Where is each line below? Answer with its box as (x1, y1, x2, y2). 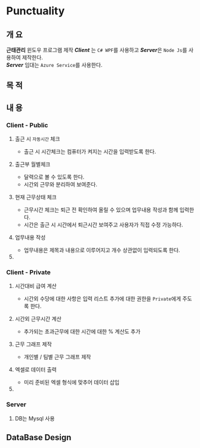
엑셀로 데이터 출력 (14, 366, 57, 373)
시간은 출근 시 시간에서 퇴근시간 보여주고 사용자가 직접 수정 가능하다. (23, 221, 183, 228)
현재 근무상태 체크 (14, 194, 57, 201)
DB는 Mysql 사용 (14, 415, 55, 422)
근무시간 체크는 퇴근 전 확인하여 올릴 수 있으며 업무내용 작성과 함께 (23, 206, 179, 213)
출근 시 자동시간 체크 (14, 136, 60, 143)
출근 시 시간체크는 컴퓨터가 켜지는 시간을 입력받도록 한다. (23, 148, 156, 155)
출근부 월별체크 (14, 161, 51, 168)
